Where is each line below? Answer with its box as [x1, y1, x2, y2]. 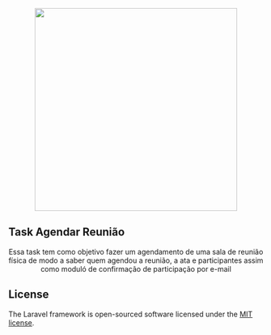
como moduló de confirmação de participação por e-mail [40, 264, 232, 273]
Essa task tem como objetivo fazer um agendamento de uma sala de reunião [8, 247, 264, 256]
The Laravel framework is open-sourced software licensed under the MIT [8, 309, 253, 319]
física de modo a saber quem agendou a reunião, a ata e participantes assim [8, 256, 264, 265]
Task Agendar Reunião [8, 225, 125, 239]
